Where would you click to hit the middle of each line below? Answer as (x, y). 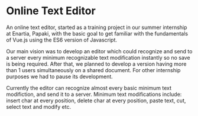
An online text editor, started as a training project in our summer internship (97, 27)
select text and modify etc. (39, 107)
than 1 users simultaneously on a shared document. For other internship (93, 70)
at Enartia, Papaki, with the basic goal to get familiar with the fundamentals (97, 33)
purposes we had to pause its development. (60, 76)
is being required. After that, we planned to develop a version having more (96, 64)
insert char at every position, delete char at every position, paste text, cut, (96, 100)
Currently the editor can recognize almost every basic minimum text (89, 88)
